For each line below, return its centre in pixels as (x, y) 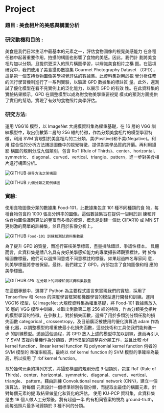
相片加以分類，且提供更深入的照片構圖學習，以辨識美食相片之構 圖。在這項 (81, 64)
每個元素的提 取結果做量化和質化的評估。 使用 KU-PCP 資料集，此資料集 (82, 393)
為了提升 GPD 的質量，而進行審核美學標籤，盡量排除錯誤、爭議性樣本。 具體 (82, 246)
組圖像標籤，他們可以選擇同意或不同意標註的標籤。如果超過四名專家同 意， (81, 258)
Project (20, 9)
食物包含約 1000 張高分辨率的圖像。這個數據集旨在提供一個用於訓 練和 (80, 214)
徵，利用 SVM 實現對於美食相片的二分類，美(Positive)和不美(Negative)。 (78, 138)
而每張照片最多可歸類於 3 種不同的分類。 (46, 406)
